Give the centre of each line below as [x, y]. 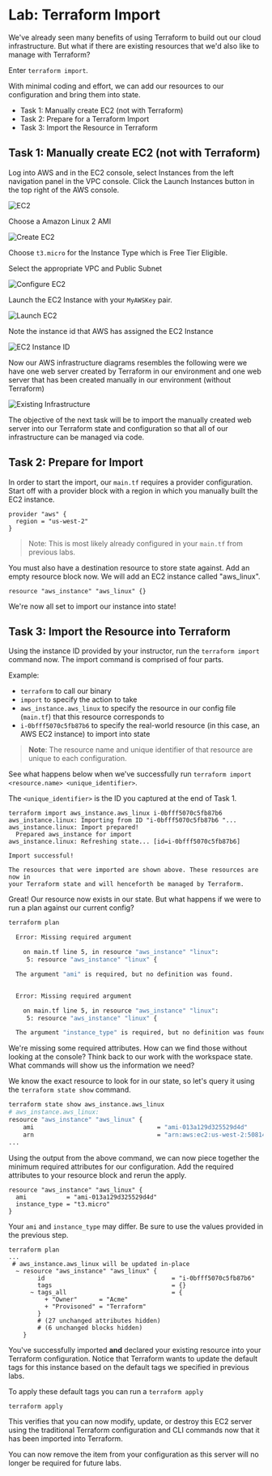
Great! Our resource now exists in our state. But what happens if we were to [135, 899]
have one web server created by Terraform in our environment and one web [135, 371]
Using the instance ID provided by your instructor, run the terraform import [134, 651]
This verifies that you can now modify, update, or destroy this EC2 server [130, 1422]
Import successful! [41, 856]
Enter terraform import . [49, 70]
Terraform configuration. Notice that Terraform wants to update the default [133, 1358]
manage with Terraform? [49, 54]
